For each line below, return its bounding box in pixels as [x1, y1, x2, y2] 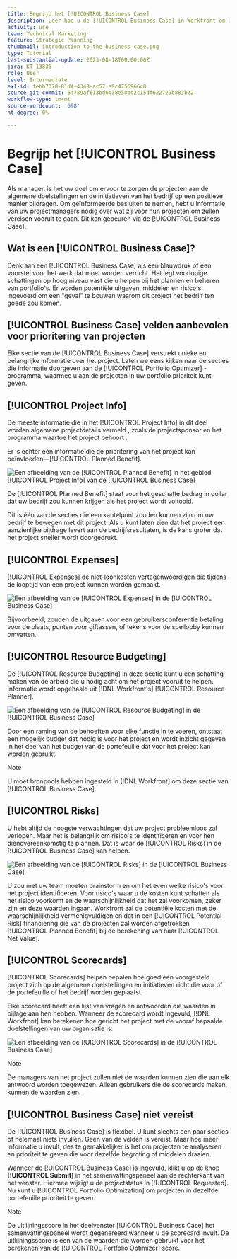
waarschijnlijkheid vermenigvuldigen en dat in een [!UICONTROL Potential [7, 911, 222, 920]
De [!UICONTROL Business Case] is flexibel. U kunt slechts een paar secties [7, 1127, 229, 1136]
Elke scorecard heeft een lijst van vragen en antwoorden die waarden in [7, 1002, 217, 1011]
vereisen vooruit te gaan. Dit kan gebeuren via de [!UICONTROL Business [7, 214, 221, 223]
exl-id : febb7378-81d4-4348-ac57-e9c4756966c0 [7, 83, 147, 90]
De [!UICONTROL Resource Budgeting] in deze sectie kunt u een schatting [7, 669, 224, 678]
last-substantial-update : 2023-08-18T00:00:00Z [7, 57, 150, 64]
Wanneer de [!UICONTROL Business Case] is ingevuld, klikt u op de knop [7, 1163, 220, 1172]
